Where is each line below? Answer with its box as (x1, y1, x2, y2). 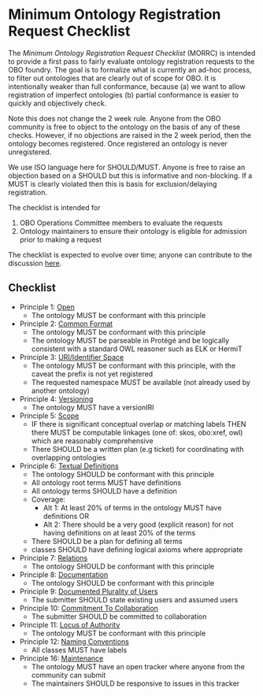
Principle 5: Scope (19, 411, 80, 420)
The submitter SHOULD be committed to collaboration (31, 612, 207, 621)
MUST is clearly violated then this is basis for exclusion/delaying (8, 179, 217, 188)
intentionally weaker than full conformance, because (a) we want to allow (8, 81, 246, 91)
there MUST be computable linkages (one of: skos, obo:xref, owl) (31, 428, 243, 437)
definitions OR (43, 511, 90, 520)
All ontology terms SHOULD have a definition (31, 486, 177, 495)
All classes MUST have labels (31, 645, 128, 654)
